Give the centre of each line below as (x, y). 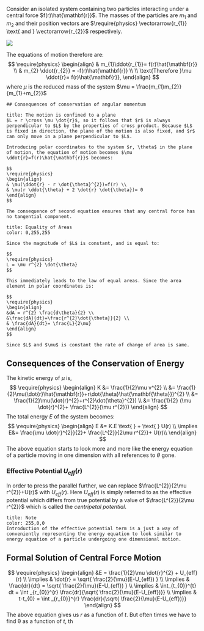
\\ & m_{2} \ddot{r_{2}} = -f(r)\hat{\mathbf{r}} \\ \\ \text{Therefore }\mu (103, 70)
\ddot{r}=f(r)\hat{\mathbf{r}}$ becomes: (60, 158)
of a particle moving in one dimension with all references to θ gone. (91, 455)
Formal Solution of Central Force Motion (84, 558)
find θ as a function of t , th (40, 621)
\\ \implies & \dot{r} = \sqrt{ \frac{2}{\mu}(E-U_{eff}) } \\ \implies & (106, 579)
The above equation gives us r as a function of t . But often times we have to (101, 615)
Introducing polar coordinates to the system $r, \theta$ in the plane (99, 147)
